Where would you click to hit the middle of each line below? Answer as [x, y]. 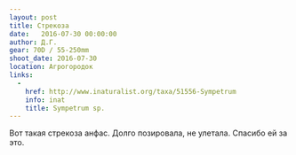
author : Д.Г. [33, 42]
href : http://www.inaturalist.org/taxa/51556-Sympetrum [131, 91]
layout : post [33, 17]
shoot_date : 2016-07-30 [53, 58]
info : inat [45, 100]
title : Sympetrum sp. [65, 108]
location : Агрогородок [51, 67]
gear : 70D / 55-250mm [49, 50]
